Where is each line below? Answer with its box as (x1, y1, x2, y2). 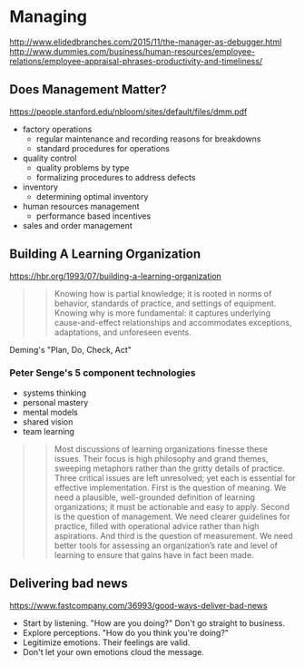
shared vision (22, 416, 74, 427)
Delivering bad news (9, 576, 129, 592)
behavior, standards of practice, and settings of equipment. (54, 298, 277, 309)
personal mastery (22, 397, 89, 407)
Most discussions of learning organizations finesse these (54, 443, 268, 455)
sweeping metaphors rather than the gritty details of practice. (54, 463, 285, 474)
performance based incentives (35, 211, 152, 221)
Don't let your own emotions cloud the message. (22, 646, 204, 657)
